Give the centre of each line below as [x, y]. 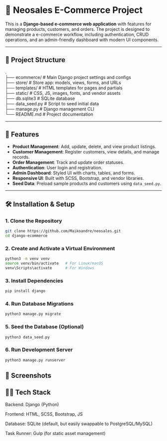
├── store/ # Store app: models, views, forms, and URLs [63, 82]
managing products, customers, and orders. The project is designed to [78, 29]
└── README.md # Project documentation [49, 114]
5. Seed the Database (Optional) [44, 327]
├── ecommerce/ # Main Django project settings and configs [68, 77]
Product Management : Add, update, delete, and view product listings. [84, 147]
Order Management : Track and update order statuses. [68, 162]
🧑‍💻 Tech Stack [28, 393]
